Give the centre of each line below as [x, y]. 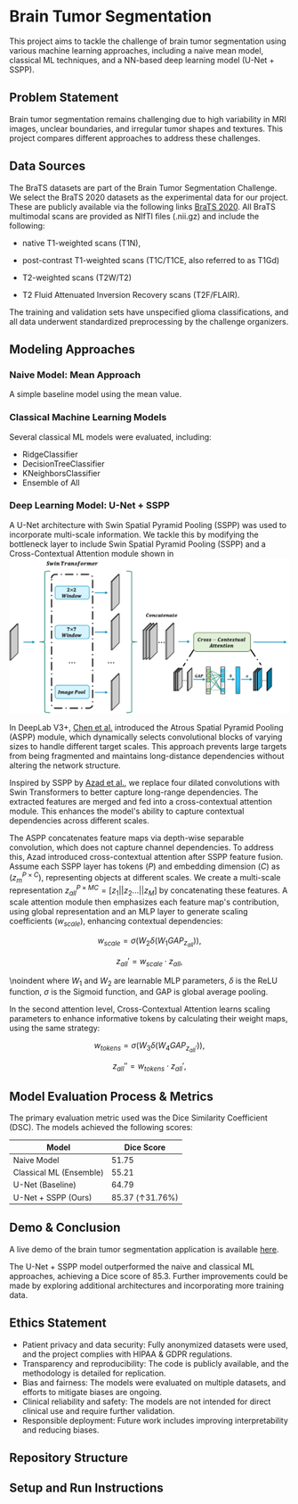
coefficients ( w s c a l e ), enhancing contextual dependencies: [117, 922]
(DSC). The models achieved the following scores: [101, 1128]
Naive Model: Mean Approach [75, 375]
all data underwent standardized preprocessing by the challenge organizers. [149, 321]
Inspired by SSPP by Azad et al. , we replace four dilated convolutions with [145, 782]
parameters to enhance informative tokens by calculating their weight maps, [149, 1019]
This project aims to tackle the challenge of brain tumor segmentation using [148, 41]
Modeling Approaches [72, 349]
